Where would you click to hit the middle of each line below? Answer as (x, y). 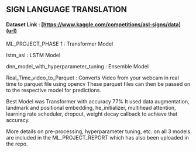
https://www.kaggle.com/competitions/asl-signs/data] (112, 24)
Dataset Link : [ (25, 24)
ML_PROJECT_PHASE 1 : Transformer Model (60, 44)
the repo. (17, 144)
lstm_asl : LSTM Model (33, 55)
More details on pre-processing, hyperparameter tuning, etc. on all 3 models (98, 131)
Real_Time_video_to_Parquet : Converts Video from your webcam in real (93, 78)
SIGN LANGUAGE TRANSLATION (66, 10)
